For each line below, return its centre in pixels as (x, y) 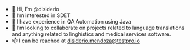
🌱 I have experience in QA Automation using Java (71, 21)
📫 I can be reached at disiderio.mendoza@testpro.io (76, 41)
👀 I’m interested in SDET (41, 15)
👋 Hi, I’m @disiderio (36, 9)
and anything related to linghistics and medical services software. (91, 34)
